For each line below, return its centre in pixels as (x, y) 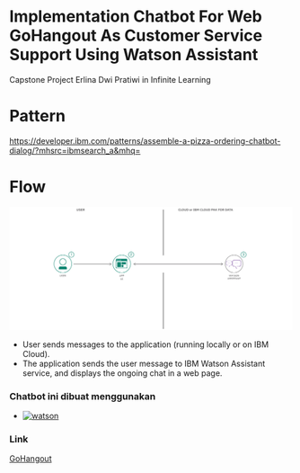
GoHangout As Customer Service (136, 36)
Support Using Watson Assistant (134, 55)
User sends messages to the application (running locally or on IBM (146, 344)
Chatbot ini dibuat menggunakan (83, 396)
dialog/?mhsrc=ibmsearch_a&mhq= (75, 150)
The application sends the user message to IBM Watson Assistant (144, 363)
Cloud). (36, 353)
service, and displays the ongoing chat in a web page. (122, 373)
